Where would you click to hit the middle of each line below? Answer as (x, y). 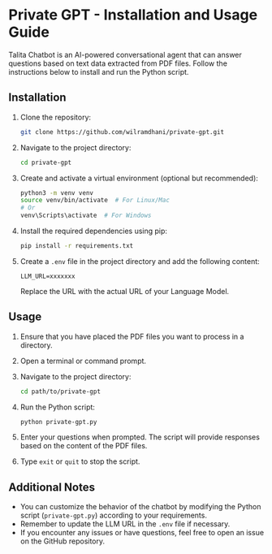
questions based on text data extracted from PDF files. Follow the (118, 63)
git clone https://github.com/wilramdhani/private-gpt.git (122, 132)
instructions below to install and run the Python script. (99, 71)
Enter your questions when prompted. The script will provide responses (140, 437)
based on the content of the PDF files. (84, 446)
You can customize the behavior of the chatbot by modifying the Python (140, 507)
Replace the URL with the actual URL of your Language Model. (125, 291)
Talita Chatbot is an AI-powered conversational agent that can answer (125, 54)
